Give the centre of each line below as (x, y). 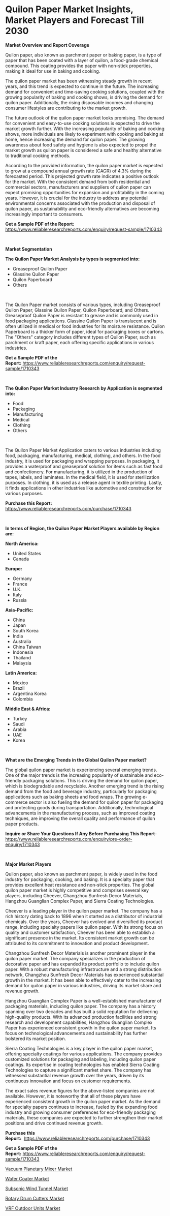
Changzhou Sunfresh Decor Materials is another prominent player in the (80, 953)
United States (27, 553)
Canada (21, 559)
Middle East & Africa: (28, 709)
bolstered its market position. (36, 1039)
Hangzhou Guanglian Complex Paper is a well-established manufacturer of (83, 1000)
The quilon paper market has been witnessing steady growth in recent (79, 81)
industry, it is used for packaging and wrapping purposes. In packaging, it (82, 461)
